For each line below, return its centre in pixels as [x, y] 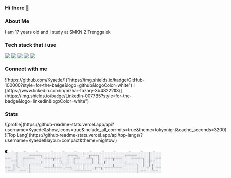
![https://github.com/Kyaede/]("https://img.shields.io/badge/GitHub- [75, 80]
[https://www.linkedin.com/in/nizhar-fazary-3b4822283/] [64, 90]
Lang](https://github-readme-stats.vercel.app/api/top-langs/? [80, 135]
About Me [17, 21]
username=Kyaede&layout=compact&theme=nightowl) [61, 140]
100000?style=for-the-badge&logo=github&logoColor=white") [69, 85]
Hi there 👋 [17, 8]
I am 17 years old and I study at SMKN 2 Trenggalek [58, 32]
